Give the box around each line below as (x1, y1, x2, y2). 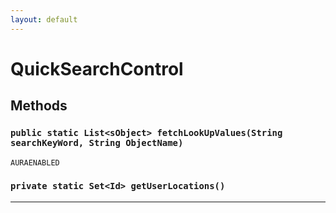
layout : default (10, 14, 78, 25)
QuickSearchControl (10, 57, 184, 80)
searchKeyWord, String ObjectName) (10, 137, 184, 149)
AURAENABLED (10, 157, 60, 168)
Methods (10, 97, 68, 115)
